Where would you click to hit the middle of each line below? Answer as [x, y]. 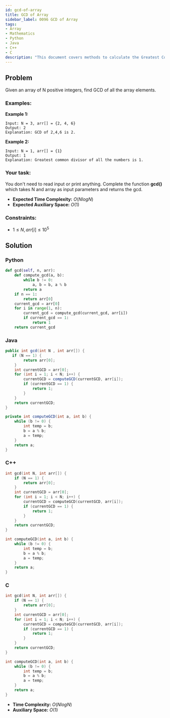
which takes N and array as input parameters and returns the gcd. [74, 189]
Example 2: [17, 142]
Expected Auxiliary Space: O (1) [46, 204]
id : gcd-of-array [24, 10]
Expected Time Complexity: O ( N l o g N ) [53, 199]
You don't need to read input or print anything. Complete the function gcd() [84, 184]
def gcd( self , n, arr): [30, 271]
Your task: [18, 173]
